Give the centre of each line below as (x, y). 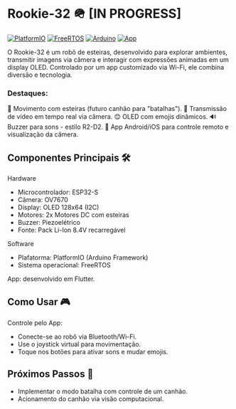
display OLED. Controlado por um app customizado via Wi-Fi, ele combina (116, 67)
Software (21, 244)
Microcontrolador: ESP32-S (58, 192)
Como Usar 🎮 (39, 302)
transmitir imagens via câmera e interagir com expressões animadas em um (118, 59)
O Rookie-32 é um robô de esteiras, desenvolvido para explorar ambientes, (117, 52)
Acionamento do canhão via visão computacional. (91, 398)
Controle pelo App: (35, 323)
